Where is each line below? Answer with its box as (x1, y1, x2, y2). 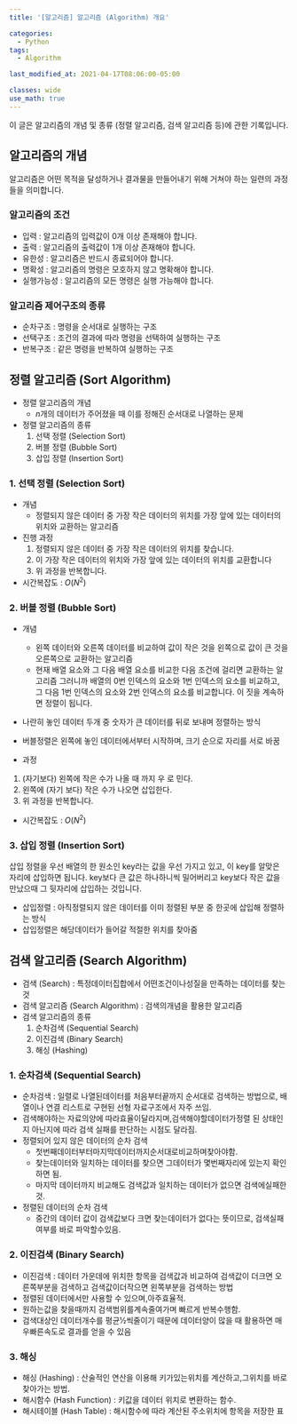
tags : (9, 45, 29, 54)
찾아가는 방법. (21, 1383, 71, 1394)
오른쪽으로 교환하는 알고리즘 (35, 654, 133, 664)
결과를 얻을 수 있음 (67, 1325, 131, 1337)
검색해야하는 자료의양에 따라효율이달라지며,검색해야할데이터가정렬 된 (21, 1113, 260, 1124)
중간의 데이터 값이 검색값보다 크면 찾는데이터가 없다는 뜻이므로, (35, 1213, 254, 1224)
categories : (9, 28, 53, 38)
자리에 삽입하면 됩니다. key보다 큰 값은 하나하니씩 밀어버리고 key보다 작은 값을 (9, 872, 281, 883)
